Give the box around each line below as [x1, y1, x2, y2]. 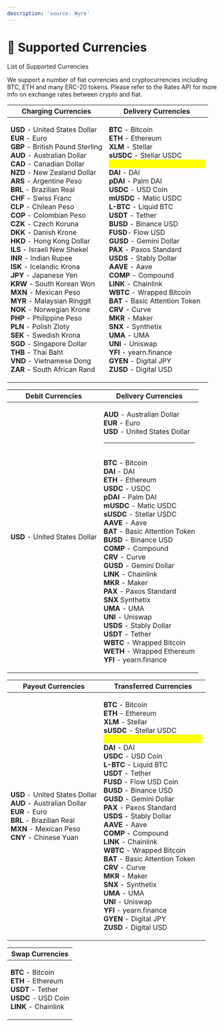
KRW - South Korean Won [10, 279, 96, 288]
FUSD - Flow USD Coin [103, 777, 179, 787]
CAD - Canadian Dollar [10, 159, 85, 169]
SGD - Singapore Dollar [10, 338, 87, 348]
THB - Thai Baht [10, 347, 64, 357]
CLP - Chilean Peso [10, 201, 74, 211]
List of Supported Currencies [7, 62, 89, 71]
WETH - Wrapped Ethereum [103, 646, 195, 656]
